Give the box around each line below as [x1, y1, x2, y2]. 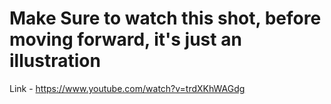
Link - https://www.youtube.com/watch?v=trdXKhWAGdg [9, 82, 246, 94]
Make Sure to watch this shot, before [9, 7, 322, 30]
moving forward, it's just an [9, 28, 242, 51]
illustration [9, 50, 101, 72]
